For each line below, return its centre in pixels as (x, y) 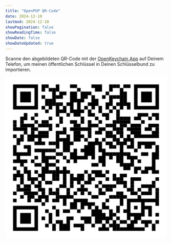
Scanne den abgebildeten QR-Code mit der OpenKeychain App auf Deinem (84, 59)
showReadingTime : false (31, 33)
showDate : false (23, 38)
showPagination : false (29, 27)
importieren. (18, 69)
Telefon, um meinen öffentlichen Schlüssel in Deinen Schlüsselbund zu (80, 64)
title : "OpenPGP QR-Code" (33, 11)
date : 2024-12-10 (24, 16)
